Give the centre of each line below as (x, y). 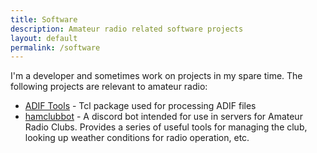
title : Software (44, 19)
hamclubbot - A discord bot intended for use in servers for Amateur (163, 117)
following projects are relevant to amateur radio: (109, 87)
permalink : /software (55, 47)
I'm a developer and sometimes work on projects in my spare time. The (156, 76)
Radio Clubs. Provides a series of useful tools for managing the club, (166, 127)
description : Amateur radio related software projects (127, 29)
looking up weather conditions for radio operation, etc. (137, 138)
